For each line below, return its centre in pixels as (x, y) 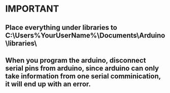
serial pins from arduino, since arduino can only (82, 68)
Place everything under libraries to (61, 28)
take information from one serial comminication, (83, 76)
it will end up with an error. (48, 84)
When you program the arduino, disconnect (76, 60)
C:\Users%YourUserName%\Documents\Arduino (85, 35)
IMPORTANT (32, 9)
